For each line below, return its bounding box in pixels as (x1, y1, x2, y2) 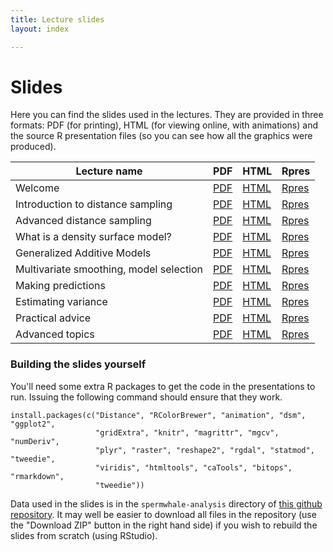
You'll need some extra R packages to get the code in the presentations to (10, 380, 316, 392)
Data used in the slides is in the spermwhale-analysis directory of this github (10, 497, 323, 510)
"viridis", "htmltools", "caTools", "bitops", (95, 462, 293, 473)
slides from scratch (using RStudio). (10, 529, 158, 541)
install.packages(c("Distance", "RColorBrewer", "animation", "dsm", (10, 410, 307, 420)
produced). (10, 141, 57, 153)
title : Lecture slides (10, 14, 105, 25)
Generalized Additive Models (15, 246, 152, 260)
